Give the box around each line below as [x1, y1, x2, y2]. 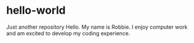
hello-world [6, 4, 66, 17]
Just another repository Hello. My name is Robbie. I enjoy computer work [6, 23, 188, 30]
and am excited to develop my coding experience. [6, 29, 131, 36]
